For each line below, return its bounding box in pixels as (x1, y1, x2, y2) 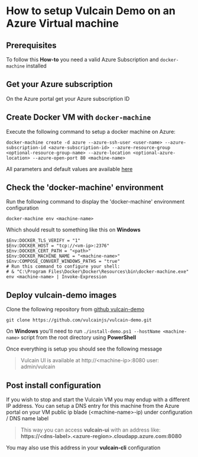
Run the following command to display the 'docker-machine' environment (6, 198, 185, 205)
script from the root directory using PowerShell (20, 334, 137, 341)
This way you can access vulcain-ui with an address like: (20, 426, 161, 433)
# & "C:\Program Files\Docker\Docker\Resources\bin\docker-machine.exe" (6, 269, 189, 275)
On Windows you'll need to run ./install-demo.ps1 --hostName (6, 327, 161, 335)
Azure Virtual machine (6, 17, 119, 30)
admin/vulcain (20, 363, 56, 371)
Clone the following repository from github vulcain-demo (6, 306, 145, 313)
